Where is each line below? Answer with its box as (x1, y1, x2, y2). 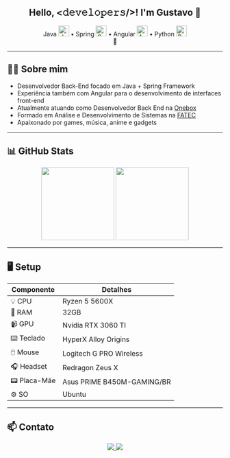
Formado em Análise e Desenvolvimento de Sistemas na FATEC (16, 111, 196, 119)
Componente (11, 285, 55, 295)
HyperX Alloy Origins (62, 334, 130, 344)
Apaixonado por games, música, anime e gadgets (16, 118, 157, 126)
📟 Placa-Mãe (10, 376, 56, 385)
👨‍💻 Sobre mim (7, 63, 68, 76)
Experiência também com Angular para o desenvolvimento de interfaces (16, 89, 221, 97)
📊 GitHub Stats (7, 146, 74, 157)
